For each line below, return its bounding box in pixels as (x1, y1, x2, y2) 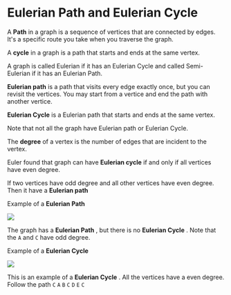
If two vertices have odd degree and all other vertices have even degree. (7, 178, 214, 187)
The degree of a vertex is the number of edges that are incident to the (7, 137, 207, 146)
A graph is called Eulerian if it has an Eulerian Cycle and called (7, 61, 185, 70)
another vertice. (7, 97, 53, 105)
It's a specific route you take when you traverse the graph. (7, 35, 174, 43)
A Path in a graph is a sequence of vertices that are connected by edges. (7, 28, 216, 36)
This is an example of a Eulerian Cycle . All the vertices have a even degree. (7, 273, 225, 281)
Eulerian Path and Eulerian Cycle (7, 5, 198, 21)
